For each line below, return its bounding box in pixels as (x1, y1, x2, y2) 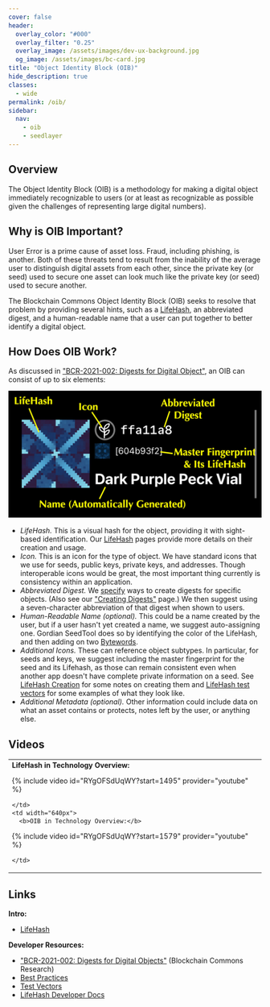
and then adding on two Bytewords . (19, 637, 139, 647)
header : (8, 21, 35, 30)
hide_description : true (8, 73, 88, 81)
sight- (225, 526, 246, 536)
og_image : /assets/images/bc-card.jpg (15, 56, 146, 64)
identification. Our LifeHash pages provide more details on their (43, 534, 253, 544)
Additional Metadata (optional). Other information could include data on (19, 697, 259, 707)
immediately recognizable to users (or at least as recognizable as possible (8, 193, 254, 202)
